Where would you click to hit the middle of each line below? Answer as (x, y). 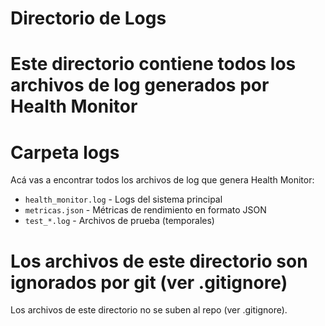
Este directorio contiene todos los (153, 64)
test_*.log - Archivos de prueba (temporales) (119, 221)
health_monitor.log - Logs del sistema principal (123, 199)
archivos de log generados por (140, 85)
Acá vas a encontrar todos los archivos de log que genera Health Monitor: (162, 180)
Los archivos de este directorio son (159, 261)
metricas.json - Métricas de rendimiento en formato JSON (145, 210)
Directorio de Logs (88, 18)
